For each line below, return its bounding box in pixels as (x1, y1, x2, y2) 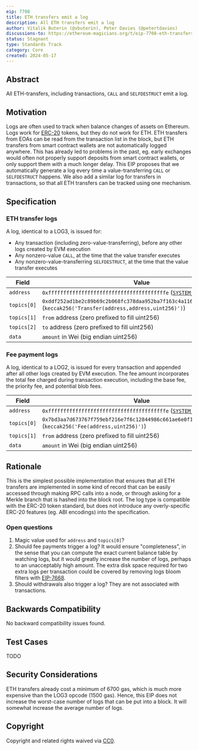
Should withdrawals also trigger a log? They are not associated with (14, 580, 180, 588)
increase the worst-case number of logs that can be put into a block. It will (6, 698, 187, 705)
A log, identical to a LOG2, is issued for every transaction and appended (6, 364, 181, 371)
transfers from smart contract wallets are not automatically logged (6, 142, 167, 149)
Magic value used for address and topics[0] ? (14, 537, 125, 544)
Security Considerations (6, 670, 98, 680)
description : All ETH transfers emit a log (6, 20, 115, 25)
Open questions (6, 523, 53, 531)
